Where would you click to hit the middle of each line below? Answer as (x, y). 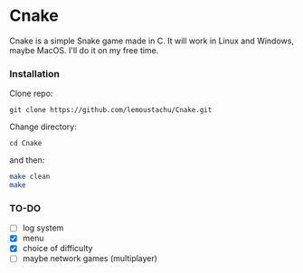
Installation (35, 73)
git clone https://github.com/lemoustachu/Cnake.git (111, 110)
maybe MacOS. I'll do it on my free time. (84, 50)
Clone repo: (31, 94)
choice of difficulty (57, 249)
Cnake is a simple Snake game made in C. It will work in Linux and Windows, (151, 41)
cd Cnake (26, 144)
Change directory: (43, 127)
